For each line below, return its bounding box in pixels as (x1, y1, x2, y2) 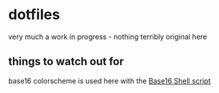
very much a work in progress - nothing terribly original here (8, 32, 208, 41)
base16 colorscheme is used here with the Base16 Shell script (8, 76, 211, 85)
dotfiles (8, 6, 61, 24)
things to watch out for (8, 55, 124, 68)
